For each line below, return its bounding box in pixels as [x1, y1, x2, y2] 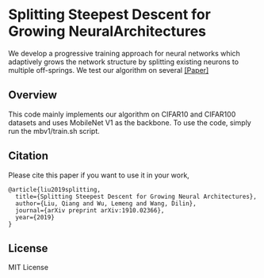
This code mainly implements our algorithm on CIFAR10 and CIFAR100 [8, 109, 236, 119]
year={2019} [15, 213, 55, 221]
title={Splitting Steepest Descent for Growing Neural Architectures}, [15, 192, 258, 200]
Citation [8, 149, 49, 163]
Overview [8, 89, 58, 102]
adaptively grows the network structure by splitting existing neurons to [8, 57, 239, 67]
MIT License [8, 263, 49, 272]
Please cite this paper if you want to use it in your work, [8, 170, 190, 180]
